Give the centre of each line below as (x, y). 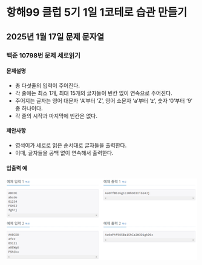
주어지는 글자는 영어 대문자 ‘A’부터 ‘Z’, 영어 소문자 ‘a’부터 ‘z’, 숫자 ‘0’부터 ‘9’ (104, 100)
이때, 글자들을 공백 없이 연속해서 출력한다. (64, 152)
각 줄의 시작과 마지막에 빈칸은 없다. (56, 116)
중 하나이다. (29, 108)
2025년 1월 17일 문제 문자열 (55, 37)
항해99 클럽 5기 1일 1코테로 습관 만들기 (97, 12)
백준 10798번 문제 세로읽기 (43, 55)
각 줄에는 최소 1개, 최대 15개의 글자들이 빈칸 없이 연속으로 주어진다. (93, 93)
